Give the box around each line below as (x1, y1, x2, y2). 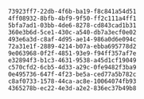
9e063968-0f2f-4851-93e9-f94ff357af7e (7, 49, 137, 57)
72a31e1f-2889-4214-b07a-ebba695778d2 (7, 42, 137, 50)
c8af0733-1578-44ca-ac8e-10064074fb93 (7, 77, 137, 85)
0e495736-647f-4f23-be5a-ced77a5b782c (7, 70, 137, 78)
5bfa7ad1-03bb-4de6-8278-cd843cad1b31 (7, 22, 137, 30)
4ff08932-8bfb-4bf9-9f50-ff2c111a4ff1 (7, 14, 137, 22)
